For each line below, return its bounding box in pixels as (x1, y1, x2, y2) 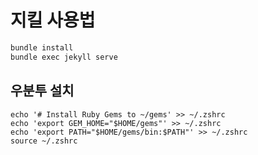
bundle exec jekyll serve (10, 52, 118, 62)
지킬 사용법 (10, 9, 96, 32)
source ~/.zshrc (10, 136, 78, 146)
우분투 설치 (10, 82, 75, 100)
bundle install (10, 42, 74, 53)
